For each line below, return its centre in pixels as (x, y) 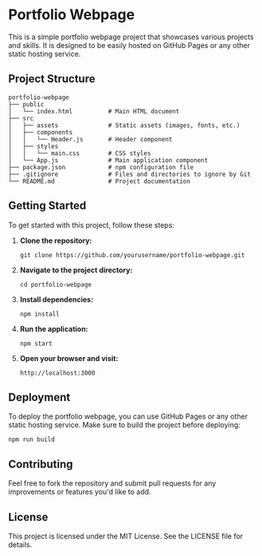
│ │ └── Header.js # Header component (90, 139)
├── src (21, 118)
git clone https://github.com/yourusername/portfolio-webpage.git (132, 255)
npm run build (32, 440)
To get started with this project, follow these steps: (92, 224)
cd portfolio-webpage (55, 284)
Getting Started (47, 206)
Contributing (41, 464)
